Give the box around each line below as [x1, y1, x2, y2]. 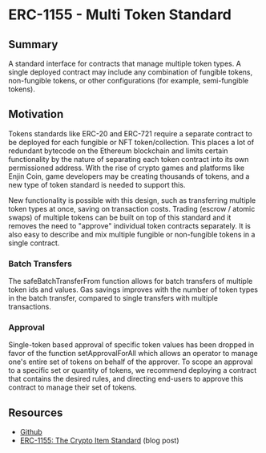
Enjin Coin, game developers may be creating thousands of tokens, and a [8, 171, 250, 181]
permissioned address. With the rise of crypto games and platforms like [8, 163, 245, 172]
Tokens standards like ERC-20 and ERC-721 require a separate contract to [8, 128, 252, 138]
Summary [8, 38, 58, 51]
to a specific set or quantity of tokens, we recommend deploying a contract [8, 366, 257, 375]
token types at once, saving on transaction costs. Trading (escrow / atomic [8, 204, 256, 213]
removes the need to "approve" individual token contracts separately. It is [8, 220, 251, 230]
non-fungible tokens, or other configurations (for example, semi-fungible [8, 76, 249, 85]
